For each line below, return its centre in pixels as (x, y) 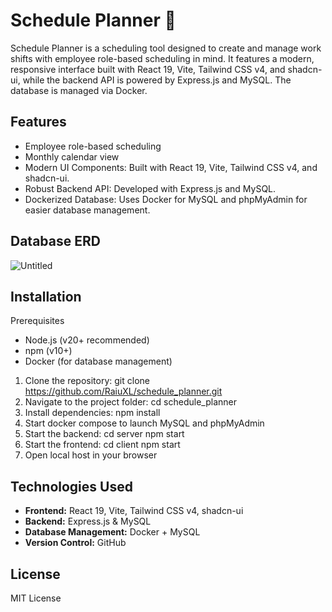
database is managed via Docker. (79, 90)
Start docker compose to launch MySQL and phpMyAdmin (144, 423)
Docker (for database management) (98, 361)
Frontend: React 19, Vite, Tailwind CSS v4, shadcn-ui (134, 511)
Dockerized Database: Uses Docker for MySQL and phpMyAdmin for (166, 199)
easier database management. (87, 210)
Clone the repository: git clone (87, 381)
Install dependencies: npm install (92, 413)
